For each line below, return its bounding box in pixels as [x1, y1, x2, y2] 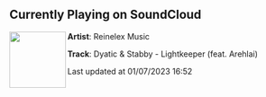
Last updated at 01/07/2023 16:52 [67, 66, 193, 76]
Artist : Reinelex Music [67, 31, 151, 41]
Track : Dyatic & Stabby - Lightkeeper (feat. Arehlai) [67, 48, 259, 59]
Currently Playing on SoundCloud [9, 7, 202, 22]
